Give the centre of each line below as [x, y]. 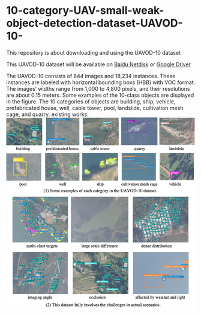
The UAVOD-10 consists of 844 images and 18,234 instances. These [91, 76]
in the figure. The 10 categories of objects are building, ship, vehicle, [91, 101]
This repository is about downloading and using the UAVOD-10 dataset [94, 52]
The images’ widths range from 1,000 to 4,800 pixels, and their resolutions [98, 88]
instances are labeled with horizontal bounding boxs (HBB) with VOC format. [101, 82]
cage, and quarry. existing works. [47, 114]
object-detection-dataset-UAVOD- [94, 23]
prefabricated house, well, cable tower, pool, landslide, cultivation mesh [95, 108]
